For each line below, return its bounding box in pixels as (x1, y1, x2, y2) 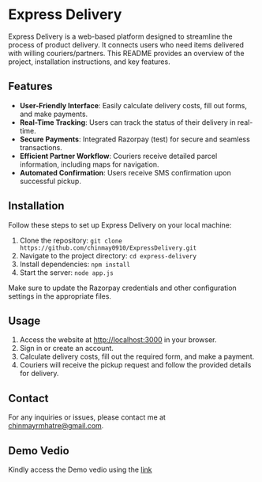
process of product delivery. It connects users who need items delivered (8, 40, 245, 49)
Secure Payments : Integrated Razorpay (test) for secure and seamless (19, 134, 250, 144)
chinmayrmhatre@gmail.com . (8, 421, 104, 431)
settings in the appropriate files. (8, 291, 112, 301)
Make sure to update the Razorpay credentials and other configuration (8, 283, 237, 292)
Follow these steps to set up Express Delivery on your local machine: (8, 220, 232, 230)
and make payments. (19, 109, 88, 119)
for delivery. (19, 369, 59, 378)
